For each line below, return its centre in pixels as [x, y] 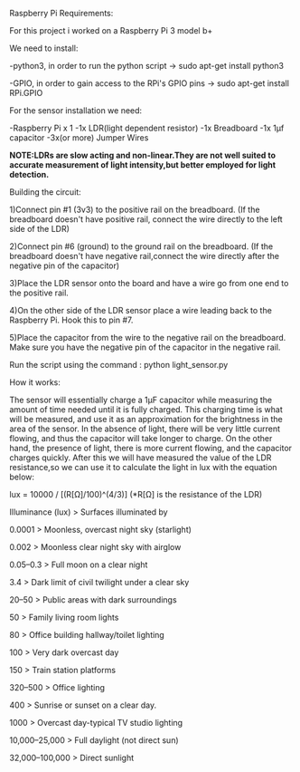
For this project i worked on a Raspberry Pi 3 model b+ [111, 30]
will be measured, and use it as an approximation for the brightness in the [146, 419]
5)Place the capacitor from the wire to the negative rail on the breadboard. [148, 338]
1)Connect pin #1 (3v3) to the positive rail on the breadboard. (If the [135, 209]
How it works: [35, 382]
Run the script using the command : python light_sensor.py [119, 365]
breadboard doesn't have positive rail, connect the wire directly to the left [146, 219]
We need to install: [44, 48]
